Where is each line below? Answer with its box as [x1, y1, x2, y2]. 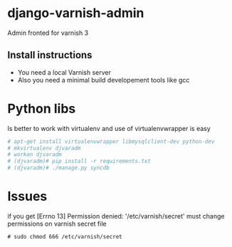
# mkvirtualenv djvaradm [7, 144, 81, 152]
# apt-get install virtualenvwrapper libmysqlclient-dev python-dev [7, 137, 215, 145]
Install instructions [7, 49, 93, 61]
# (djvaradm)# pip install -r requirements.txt [7, 158, 152, 165]
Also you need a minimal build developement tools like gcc [17, 75, 190, 84]
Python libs [7, 100, 76, 117]
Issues [7, 189, 48, 204]
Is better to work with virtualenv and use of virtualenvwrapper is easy [7, 124, 211, 132]
